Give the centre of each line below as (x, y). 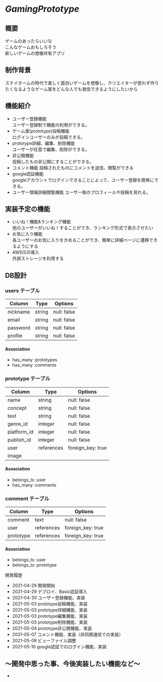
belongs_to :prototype (35, 565)
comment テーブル (27, 498)
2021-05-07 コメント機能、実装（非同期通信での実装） (68, 634)
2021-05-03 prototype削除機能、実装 (50, 622)
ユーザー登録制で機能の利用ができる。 (51, 125)
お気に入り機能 (27, 234)
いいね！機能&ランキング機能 (41, 222)
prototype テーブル (28, 379)
